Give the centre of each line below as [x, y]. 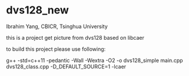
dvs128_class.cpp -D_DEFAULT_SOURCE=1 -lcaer [66, 66]
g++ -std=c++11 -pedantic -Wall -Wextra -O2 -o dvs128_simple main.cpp [95, 60]
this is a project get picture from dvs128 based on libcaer [75, 37]
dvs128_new [38, 10]
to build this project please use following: [56, 49]
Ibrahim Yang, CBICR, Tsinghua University [57, 26]
